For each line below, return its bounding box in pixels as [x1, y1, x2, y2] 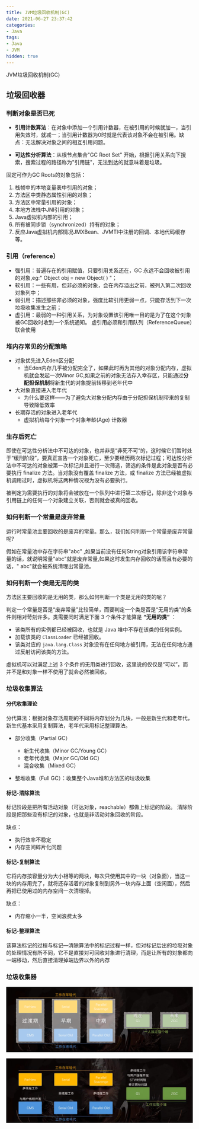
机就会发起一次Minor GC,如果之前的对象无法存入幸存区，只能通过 [23, 372, 184, 379]
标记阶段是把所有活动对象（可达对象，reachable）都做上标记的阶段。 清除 [6, 803, 188, 811]
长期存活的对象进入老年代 [14, 409, 78, 416]
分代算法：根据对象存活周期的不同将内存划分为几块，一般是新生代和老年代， [6, 715, 193, 722]
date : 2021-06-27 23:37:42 [6, 15, 73, 22]
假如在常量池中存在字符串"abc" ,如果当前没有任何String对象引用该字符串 [6, 547, 183, 554]
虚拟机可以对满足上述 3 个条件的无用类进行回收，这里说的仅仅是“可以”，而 [6, 661, 188, 668]
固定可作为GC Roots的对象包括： [6, 171, 87, 178]
